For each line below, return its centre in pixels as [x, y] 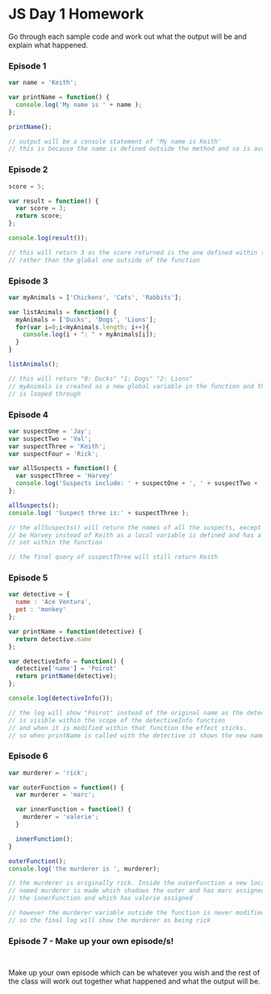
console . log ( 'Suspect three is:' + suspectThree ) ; [99, 513]
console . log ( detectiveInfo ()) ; [61, 698]
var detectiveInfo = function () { [67, 661]
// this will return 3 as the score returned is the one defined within [133, 252]
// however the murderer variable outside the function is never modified [137, 913]
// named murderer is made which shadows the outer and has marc [120, 891]
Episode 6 [28, 756]
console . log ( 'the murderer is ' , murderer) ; [84, 869]
